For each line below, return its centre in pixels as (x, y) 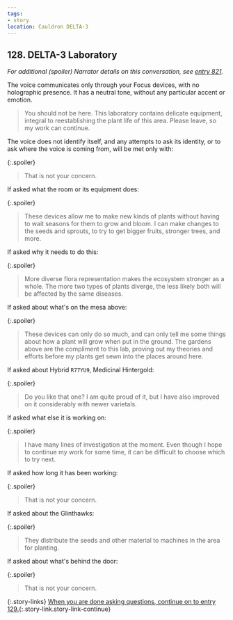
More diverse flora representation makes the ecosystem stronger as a (124, 279)
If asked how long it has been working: (63, 473)
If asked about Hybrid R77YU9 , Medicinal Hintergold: (81, 370)
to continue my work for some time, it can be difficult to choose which (124, 452)
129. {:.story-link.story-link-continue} (59, 609)
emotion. (20, 100)
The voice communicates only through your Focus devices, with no (103, 85)
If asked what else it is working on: (57, 418)
